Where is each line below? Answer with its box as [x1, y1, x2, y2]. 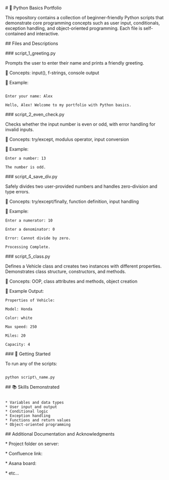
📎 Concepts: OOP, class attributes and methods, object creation [5, 278, 138, 284]
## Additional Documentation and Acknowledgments [5, 431, 115, 437]
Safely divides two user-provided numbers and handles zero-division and [5, 183, 157, 189]
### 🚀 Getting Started [5, 351, 51, 357]
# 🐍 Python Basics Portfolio [5, 5, 62, 11]
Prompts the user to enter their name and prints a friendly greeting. [5, 60, 144, 66]
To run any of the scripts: [5, 361, 57, 366]
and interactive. [27, 31, 59, 36]
